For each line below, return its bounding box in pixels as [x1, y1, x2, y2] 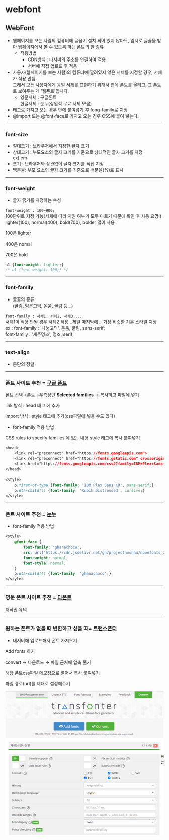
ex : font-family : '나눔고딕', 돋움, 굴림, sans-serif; [5, 325, 105, 331]
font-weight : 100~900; [5, 208, 55, 213]
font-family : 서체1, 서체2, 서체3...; [5, 314, 82, 319]
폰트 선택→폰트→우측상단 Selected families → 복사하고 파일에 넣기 [5, 392, 139, 398]
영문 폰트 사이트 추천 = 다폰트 [5, 594, 72, 601]
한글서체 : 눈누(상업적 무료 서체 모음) [20, 101, 92, 106]
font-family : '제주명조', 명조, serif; [5, 331, 74, 337]
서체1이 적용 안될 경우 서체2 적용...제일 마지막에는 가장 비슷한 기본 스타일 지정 [5, 319, 157, 325]
